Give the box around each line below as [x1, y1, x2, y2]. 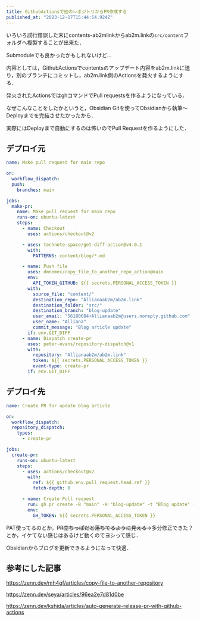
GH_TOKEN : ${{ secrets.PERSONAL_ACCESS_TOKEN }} [32, 513, 156, 519]
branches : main [17, 187, 55, 193]
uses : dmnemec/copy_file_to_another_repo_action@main [27, 269, 164, 275]
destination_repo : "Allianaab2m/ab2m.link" [32, 297, 143, 302]
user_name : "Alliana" [32, 319, 86, 325]
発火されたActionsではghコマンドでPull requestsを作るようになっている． [6, 92, 188, 99]
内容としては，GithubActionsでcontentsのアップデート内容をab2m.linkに [6, 64, 185, 71]
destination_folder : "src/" [32, 302, 102, 308]
